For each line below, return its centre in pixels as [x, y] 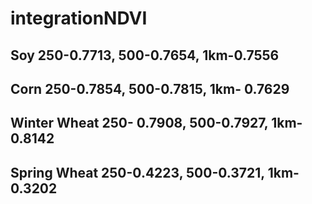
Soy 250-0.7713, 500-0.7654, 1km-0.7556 [145, 55]
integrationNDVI [79, 18]
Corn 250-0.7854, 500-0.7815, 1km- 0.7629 [150, 88]
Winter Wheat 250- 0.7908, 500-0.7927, [139, 123]
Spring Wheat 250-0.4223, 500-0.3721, [137, 172]
